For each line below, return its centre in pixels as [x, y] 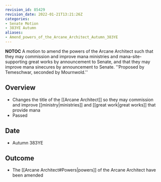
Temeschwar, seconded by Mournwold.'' [46, 72]
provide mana [26, 110]
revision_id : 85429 [25, 10]
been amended [28, 175]
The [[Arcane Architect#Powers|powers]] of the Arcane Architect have [84, 170]
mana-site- [131, 56]
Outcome [20, 158]
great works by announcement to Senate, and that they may [89, 62]
